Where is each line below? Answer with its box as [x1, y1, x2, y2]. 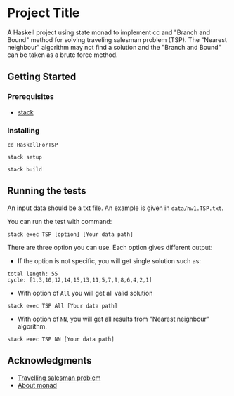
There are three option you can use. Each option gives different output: [7, 243, 213, 251]
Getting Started [7, 71, 77, 83]
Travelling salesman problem [17, 374, 101, 382]
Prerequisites [7, 92, 54, 102]
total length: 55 [7, 270, 58, 277]
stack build [7, 166, 42, 173]
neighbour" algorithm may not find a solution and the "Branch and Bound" [7, 43, 221, 51]
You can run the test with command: [7, 217, 112, 225]
